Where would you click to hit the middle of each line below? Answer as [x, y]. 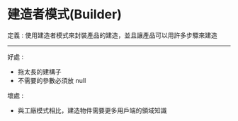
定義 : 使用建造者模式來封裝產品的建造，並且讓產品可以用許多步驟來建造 [112, 35]
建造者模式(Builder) [64, 14]
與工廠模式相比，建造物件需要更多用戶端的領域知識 [92, 110]
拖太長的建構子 [39, 72]
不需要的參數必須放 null [52, 80]
